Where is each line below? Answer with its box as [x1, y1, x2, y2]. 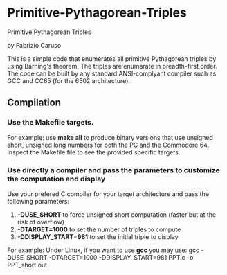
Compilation [7, 97, 61, 109]
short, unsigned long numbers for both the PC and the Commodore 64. [7, 141, 210, 149]
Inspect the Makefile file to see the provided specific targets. [7, 148, 181, 157]
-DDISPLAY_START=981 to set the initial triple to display [17, 232, 179, 240]
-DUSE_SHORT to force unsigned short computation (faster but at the [17, 210, 217, 219]
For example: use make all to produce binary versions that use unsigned [7, 133, 213, 141]
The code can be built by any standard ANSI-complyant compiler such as [7, 69, 217, 78]
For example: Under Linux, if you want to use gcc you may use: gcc [7, 246, 200, 254]
